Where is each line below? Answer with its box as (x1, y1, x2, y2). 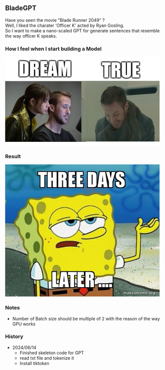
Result (5, 153, 21, 160)
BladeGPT (5, 4, 37, 12)
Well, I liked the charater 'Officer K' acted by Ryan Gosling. (5, 22, 124, 28)
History (5, 333, 24, 340)
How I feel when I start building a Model (5, 45, 102, 52)
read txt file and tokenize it (19, 355, 74, 361)
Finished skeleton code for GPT (19, 350, 84, 356)
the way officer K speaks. (5, 33, 57, 39)
